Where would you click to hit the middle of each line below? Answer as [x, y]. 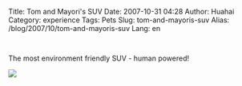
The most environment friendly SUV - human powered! [99, 58]
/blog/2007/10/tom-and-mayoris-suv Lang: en [85, 28]
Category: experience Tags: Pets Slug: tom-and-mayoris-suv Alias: [119, 20]
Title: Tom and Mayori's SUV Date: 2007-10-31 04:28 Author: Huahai [121, 12]
